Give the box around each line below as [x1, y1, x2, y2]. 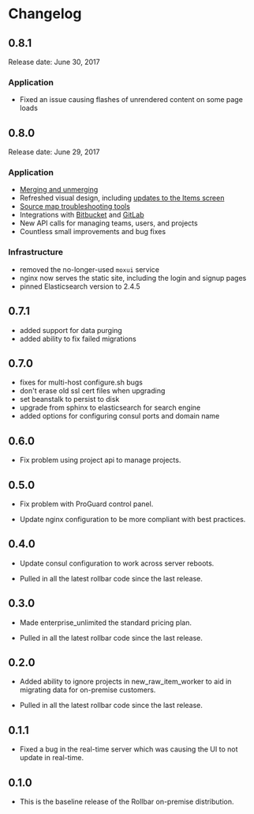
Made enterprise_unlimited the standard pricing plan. [19, 618, 192, 627]
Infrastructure [8, 247, 64, 258]
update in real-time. [19, 753, 84, 763]
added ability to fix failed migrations [19, 334, 136, 343]
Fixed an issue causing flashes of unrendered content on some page [19, 95, 243, 104]
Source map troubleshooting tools [19, 202, 130, 211]
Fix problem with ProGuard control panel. [19, 499, 154, 509]
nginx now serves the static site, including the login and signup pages [19, 273, 247, 282]
